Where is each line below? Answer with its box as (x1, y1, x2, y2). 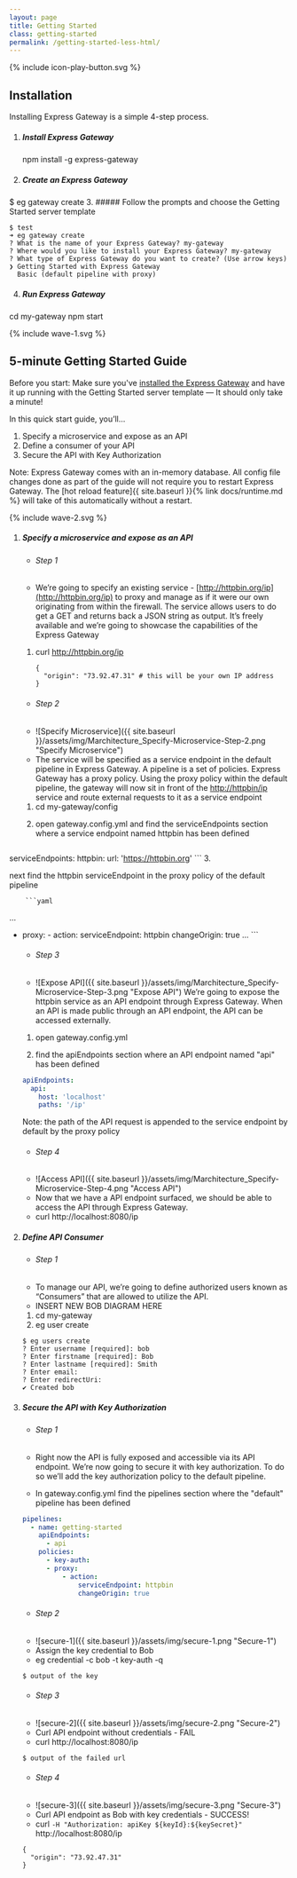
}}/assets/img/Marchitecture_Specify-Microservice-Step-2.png (35, 735, 266, 746)
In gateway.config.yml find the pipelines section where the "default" (35, 1487, 284, 1498)
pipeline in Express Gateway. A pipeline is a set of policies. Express (35, 763, 281, 774)
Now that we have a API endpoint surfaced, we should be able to (35, 1193, 272, 1203)
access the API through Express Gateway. (35, 1202, 189, 1212)
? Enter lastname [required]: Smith (21, 1360, 158, 1369)
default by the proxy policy (21, 1126, 121, 1137)
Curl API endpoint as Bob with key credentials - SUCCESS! (35, 1809, 250, 1819)
